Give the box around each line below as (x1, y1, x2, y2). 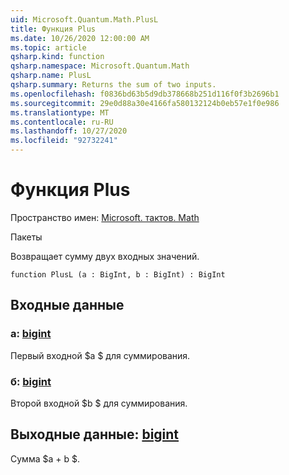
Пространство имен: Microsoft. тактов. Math (10, 211, 200, 223)
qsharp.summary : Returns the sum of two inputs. (10, 80, 217, 90)
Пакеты (10, 231, 43, 243)
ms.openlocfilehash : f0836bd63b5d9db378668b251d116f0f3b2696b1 (10, 89, 280, 99)
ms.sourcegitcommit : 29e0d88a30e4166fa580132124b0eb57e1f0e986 (10, 98, 280, 108)
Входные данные (10, 297, 125, 314)
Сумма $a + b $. (10, 452, 80, 465)
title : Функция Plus (10, 24, 97, 34)
